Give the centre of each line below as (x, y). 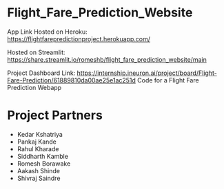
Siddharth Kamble (43, 156)
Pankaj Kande (37, 142)
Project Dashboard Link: (41, 73)
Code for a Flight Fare (168, 80)
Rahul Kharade (38, 148)
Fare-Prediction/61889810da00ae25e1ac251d (72, 80)
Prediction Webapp (34, 87)
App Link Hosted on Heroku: (47, 32)
